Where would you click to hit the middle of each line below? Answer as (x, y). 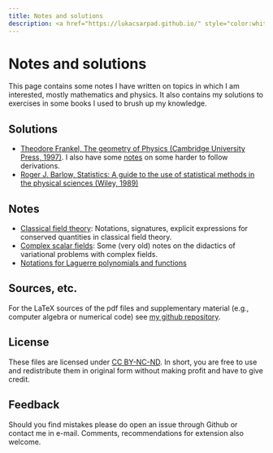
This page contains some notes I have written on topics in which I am (124, 86)
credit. (19, 379)
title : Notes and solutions (56, 16)
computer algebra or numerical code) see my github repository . (115, 316)
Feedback (34, 405)
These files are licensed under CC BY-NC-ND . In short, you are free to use (133, 362)
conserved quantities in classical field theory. (96, 237)
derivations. (40, 166)
